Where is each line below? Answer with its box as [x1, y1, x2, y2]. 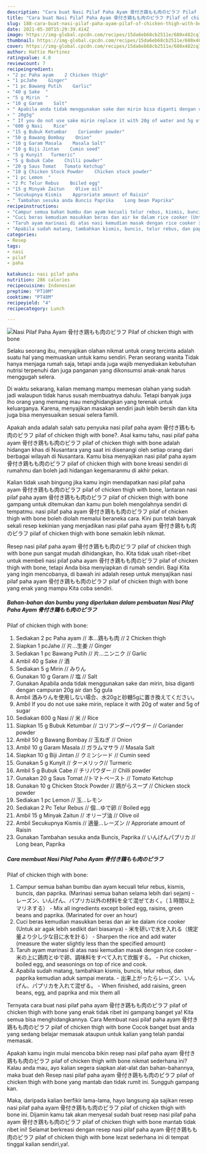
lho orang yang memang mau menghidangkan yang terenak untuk [7, 398, 173, 406]
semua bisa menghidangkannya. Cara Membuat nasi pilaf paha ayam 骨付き [7, 1016, 198, 1023]
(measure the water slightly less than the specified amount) [15, 940, 166, 947]
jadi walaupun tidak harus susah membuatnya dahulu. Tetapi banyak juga [7, 392, 192, 399]
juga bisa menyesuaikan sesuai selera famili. [7, 411, 119, 419]
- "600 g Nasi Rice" [7, 123, 68, 130]
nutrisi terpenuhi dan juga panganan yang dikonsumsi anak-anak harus [7, 366, 186, 374]
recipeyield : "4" [7, 300, 51, 306]
